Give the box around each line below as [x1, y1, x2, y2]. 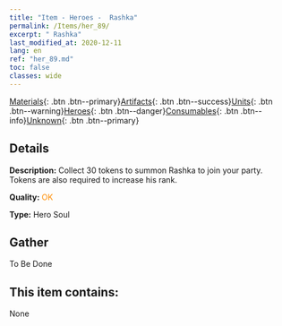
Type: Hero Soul [9, 209, 70, 219]
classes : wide [9, 72, 63, 81]
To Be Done [9, 259, 53, 270]
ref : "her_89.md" [9, 55, 74, 64]
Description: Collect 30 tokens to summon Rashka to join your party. [9, 165, 263, 176]
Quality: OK [9, 192, 54, 202]
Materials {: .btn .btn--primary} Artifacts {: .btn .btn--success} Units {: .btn [9, 96, 273, 107]
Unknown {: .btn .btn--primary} [26, 115, 140, 125]
